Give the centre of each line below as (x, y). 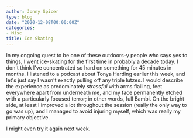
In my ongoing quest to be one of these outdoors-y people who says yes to (97, 55)
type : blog (19, 17)
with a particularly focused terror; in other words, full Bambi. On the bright (95, 99)
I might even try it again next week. (48, 129)
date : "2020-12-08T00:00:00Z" (43, 22)
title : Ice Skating (30, 39)
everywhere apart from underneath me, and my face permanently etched (94, 92)
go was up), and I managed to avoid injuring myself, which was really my (94, 111)
